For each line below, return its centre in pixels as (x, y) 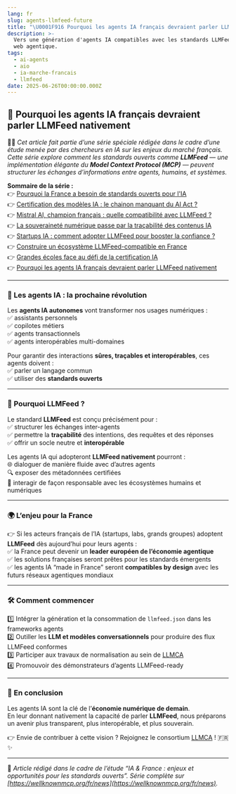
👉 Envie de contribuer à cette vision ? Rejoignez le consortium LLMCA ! (112, 737)
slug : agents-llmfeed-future (50, 20)
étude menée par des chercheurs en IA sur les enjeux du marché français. (115, 150)
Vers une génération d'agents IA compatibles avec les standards (111, 40)
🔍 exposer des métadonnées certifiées (64, 472)
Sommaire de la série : (40, 186)
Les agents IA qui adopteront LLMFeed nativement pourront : (97, 456)
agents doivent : (31, 363)
